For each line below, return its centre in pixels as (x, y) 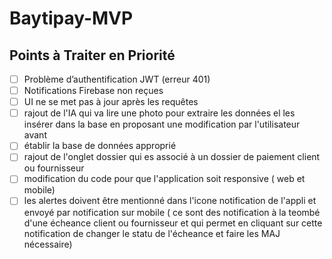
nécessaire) (48, 244)
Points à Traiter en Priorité (92, 55)
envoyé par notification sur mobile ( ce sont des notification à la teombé (172, 212)
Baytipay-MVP (71, 18)
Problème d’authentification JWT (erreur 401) (117, 79)
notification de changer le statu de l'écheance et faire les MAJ (152, 233)
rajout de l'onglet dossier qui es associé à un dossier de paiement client (172, 157)
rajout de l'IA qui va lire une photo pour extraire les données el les (159, 113)
